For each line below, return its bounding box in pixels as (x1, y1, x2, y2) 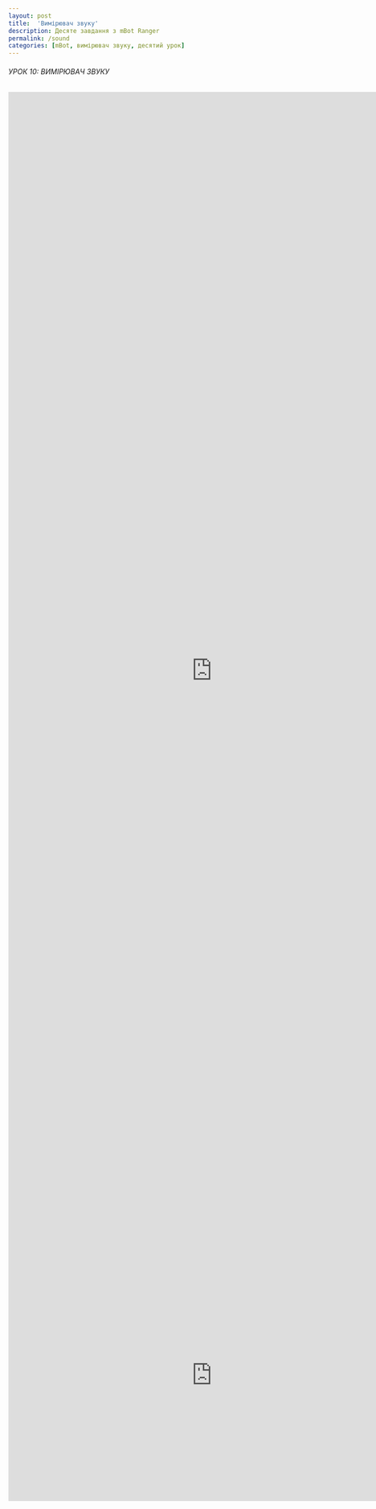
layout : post (8, 11, 52, 20)
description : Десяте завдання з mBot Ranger (8, 27, 160, 35)
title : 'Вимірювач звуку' (8, 19, 99, 27)
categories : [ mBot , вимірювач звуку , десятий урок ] (8, 42, 185, 50)
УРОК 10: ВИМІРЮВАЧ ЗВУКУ (8, 66, 110, 76)
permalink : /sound (8, 34, 70, 43)
